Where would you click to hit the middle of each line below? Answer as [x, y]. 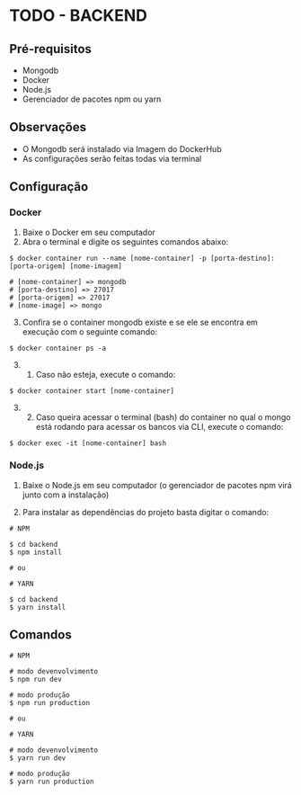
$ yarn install [38, 607]
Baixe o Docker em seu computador [89, 232]
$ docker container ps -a [58, 348]
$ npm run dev [36, 679]
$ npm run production [50, 702]
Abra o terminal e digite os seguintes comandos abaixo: [125, 241]
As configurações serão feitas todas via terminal [112, 158]
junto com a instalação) [66, 495]
